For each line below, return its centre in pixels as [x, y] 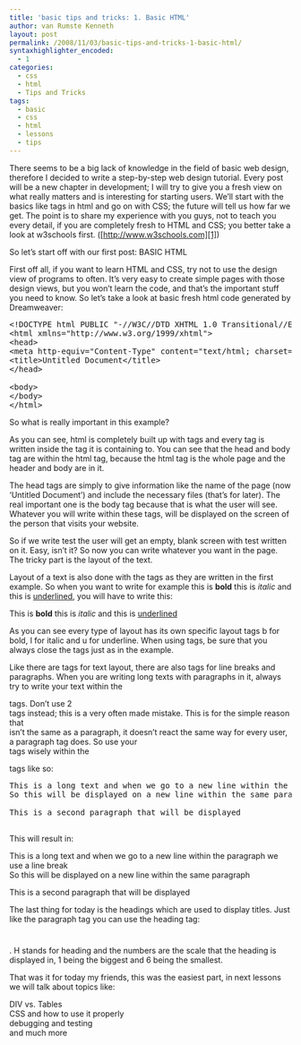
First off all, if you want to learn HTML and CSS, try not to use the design [143, 269]
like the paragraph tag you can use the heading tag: [104, 919]
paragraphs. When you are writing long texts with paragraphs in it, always [146, 676]
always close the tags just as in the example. [92, 649]
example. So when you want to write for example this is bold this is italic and [150, 587]
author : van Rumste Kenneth [62, 26]
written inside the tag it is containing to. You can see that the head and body [150, 449]
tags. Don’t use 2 [41, 703]
